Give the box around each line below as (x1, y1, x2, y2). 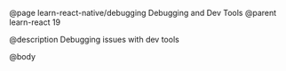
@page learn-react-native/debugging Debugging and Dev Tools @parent (9, 8, 277, 18)
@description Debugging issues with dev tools (9, 35, 179, 44)
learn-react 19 (9, 17, 60, 28)
